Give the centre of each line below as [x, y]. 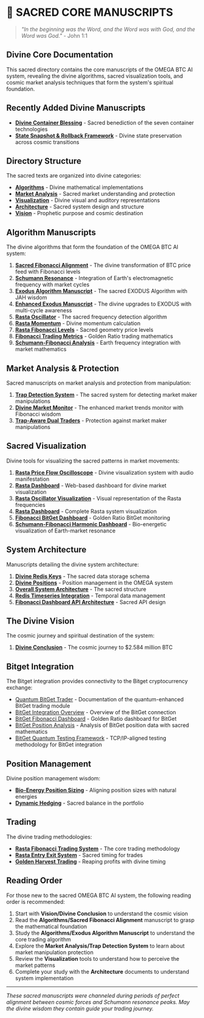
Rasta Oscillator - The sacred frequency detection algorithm [91, 317]
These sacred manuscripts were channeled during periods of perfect [93, 996]
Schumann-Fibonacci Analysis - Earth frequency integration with [98, 343]
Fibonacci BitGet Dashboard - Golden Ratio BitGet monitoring [93, 518]
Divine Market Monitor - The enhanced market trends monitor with [99, 408]
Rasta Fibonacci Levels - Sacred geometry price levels [84, 330]
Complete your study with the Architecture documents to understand [102, 971]
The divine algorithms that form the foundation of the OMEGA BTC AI [92, 247]
